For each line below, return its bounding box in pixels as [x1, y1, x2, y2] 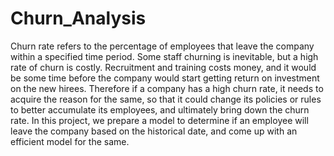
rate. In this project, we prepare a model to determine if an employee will [10, 114, 309, 126]
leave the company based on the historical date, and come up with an [10, 125, 298, 137]
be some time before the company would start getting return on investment [10, 72, 320, 84]
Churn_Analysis [10, 7, 147, 30]
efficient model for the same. [10, 135, 130, 147]
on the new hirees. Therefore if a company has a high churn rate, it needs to [10, 82, 324, 94]
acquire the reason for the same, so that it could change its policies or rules [10, 93, 322, 105]
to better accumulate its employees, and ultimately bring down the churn [10, 103, 310, 116]
